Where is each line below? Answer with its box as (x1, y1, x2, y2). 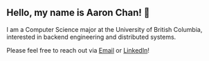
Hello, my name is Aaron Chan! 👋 (6, 7, 150, 19)
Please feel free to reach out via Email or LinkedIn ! (6, 46, 149, 54)
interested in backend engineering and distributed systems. (6, 33, 176, 41)
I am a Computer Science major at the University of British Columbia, (6, 25, 203, 33)
